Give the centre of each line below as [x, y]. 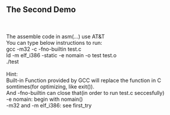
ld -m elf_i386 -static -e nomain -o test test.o [62, 55]
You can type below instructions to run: [54, 42]
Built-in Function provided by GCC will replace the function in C [84, 80]
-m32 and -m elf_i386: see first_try [49, 105]
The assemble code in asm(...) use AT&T [56, 36]
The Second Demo [41, 10]
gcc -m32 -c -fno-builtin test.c [44, 49]
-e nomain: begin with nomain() [45, 99]
